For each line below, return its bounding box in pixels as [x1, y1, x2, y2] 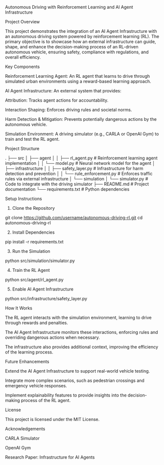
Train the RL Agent [12, 267, 50, 273]
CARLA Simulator [5, 435, 40, 441]
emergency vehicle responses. [5, 383, 67, 388]
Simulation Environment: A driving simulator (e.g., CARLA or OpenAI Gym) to [5, 131, 159, 136]
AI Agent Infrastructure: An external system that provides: [5, 88, 121, 93]
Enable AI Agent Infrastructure [12, 286, 73, 292]
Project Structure [5, 146, 40, 151]
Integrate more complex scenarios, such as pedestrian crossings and [5, 377, 144, 383]
